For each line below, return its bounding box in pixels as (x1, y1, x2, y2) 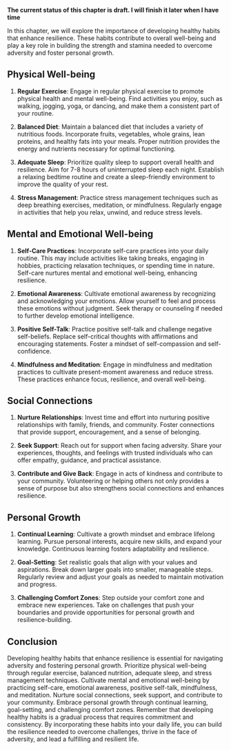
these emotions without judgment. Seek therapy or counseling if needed (17, 304, 223, 312)
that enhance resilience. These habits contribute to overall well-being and (7, 34, 217, 42)
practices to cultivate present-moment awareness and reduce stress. (17, 367, 214, 376)
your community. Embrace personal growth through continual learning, (7, 698, 208, 706)
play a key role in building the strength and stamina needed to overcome (7, 42, 212, 49)
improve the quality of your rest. (17, 180, 109, 188)
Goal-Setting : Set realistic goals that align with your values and (17, 558, 198, 567)
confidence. (17, 347, 52, 355)
